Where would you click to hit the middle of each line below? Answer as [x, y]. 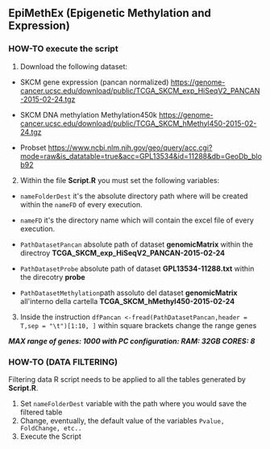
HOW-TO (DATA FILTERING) [63, 362]
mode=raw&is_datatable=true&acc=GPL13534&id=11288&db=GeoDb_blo [141, 156]
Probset [33, 148]
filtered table [41, 412]
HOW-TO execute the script [63, 49]
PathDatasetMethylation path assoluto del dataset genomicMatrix [129, 293]
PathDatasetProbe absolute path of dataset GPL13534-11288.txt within [137, 268]
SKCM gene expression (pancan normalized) [94, 82]
